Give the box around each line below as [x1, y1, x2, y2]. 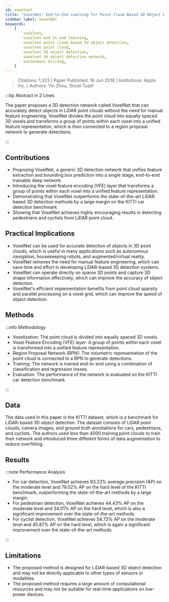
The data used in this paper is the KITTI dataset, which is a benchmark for [5, 414, 158, 420]
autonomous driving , [23, 59, 66, 64]
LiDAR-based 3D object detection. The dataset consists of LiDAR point [5, 420, 151, 426]
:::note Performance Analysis [5, 469, 65, 475]
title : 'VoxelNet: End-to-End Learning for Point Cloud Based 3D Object [5, 12, 161, 17]
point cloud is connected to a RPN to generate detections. [12, 355, 133, 361]
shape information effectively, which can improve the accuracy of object [12, 275, 163, 281]
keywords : [5, 21, 26, 27]
